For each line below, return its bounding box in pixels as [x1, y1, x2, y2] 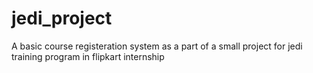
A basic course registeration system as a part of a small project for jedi [11, 40, 303, 52]
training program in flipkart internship [11, 50, 165, 62]
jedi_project [11, 7, 113, 30]
